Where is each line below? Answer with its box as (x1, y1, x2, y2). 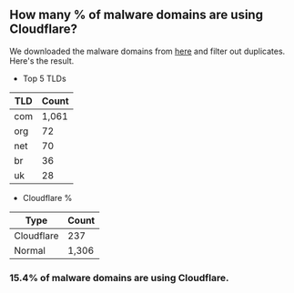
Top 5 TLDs (22, 73, 66, 84)
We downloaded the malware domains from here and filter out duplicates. (9, 45, 286, 56)
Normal (14, 244, 46, 257)
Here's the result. (9, 55, 75, 66)
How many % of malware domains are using (9, 7, 264, 23)
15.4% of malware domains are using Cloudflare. (9, 271, 229, 284)
